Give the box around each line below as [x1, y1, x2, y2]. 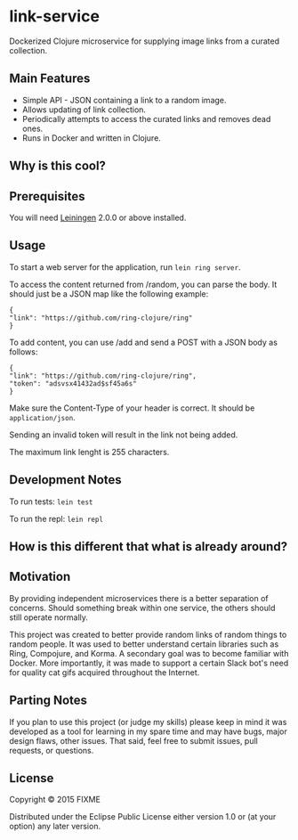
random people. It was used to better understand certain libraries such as [9, 639, 279, 649]
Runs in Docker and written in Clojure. [21, 132, 162, 143]
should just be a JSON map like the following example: [9, 288, 209, 299]
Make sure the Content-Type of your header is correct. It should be [9, 403, 255, 413]
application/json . [9, 412, 76, 422]
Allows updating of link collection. [21, 104, 147, 115]
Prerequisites [9, 189, 85, 204]
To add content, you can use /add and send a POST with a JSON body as [9, 337, 278, 347]
